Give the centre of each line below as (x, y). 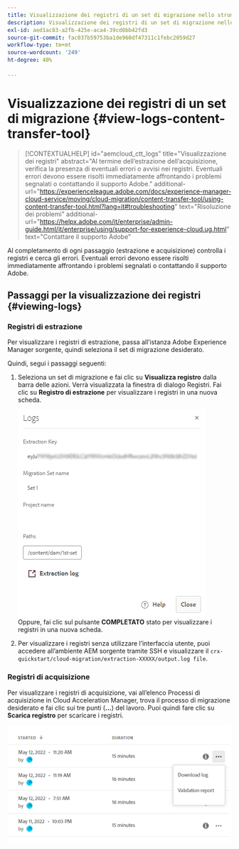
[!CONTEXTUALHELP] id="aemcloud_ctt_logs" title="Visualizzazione (126, 154)
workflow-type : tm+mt (39, 45)
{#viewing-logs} (45, 307)
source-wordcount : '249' (44, 53)
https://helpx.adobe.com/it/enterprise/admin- (106, 221)
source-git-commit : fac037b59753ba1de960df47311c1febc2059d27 (101, 38)
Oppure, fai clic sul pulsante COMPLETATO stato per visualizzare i (115, 622)
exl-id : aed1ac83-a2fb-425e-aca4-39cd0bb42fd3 (78, 30)
